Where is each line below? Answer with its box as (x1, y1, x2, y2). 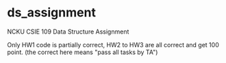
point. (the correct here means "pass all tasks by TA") (7, 48, 158, 56)
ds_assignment (7, 5, 96, 21)
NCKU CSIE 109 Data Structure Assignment (7, 27, 129, 36)
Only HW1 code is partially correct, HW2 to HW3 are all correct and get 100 (7, 40, 219, 49)
